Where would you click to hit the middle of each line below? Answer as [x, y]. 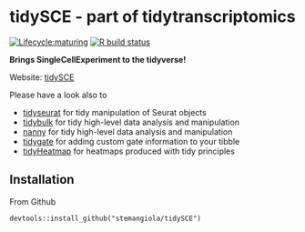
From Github [33, 201]
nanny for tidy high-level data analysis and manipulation [127, 131]
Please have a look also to [58, 95]
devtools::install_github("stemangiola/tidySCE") [106, 218]
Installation [42, 180]
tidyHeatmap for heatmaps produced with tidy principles [128, 151]
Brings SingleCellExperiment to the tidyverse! [98, 59]
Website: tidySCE [42, 77]
